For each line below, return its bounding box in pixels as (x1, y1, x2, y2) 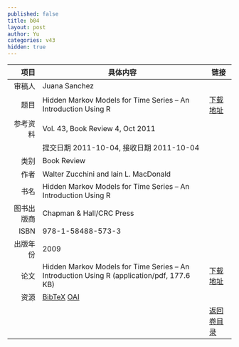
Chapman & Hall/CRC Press (42, 208, 134, 218)
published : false (7, 10, 59, 18)
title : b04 (7, 17, 40, 24)
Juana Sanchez (42, 81, 95, 90)
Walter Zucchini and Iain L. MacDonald (42, 169, 171, 179)
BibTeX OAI (42, 292, 80, 301)
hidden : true (7, 43, 46, 51)
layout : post (7, 24, 46, 31)
